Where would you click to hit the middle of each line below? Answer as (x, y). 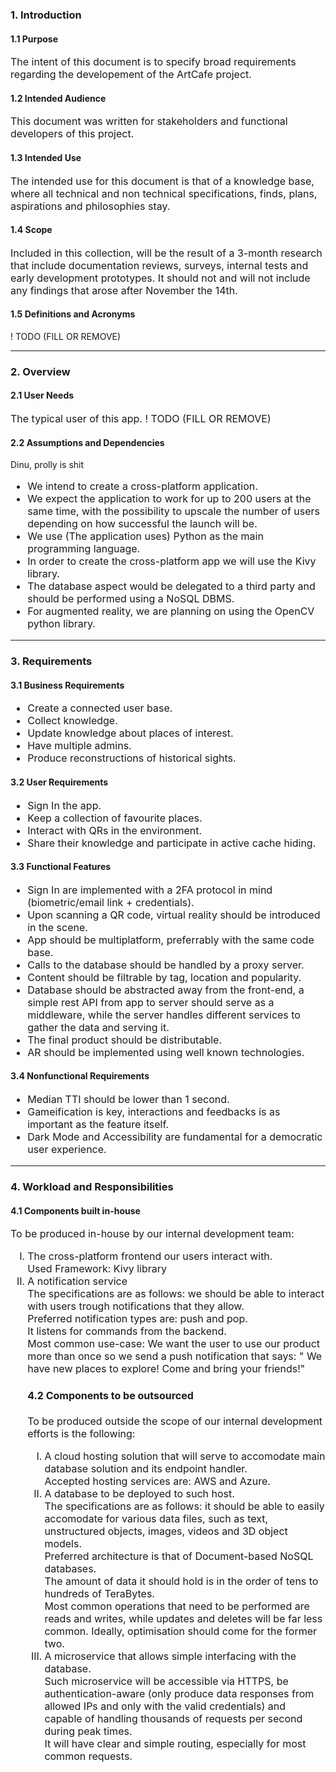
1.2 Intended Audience (58, 98)
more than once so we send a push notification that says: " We (175, 1356)
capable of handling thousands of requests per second (173, 1718)
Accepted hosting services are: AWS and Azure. (157, 1481)
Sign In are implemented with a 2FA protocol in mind (150, 890)
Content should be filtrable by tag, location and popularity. (164, 977)
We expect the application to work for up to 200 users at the (169, 499)
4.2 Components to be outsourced (110, 1395)
